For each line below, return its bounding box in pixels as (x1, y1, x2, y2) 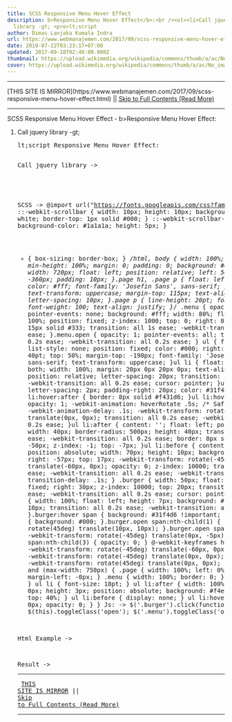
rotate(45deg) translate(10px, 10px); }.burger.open (27, 524, 211, 532)
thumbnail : (7, 55, 39, 62)
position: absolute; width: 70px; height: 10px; (27, 448, 195, 456)
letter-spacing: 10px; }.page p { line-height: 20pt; (27, 296, 214, 304)
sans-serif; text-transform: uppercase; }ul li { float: (27, 358, 224, 366)
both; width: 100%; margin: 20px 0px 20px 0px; (27, 365, 192, 373)
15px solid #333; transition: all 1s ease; (27, 323, 177, 332)
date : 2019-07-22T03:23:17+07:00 (7, 42, 104, 49)
